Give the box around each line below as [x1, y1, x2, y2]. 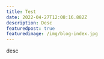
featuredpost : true [6, 25, 55, 32]
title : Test [6, 8, 36, 15]
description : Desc [6, 20, 52, 26]
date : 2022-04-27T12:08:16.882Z [6, 14, 87, 20]
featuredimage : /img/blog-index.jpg [6, 31, 98, 37]
